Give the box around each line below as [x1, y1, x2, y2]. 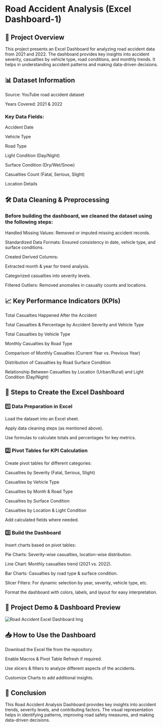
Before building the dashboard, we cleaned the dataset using [5, 213, 152, 220]
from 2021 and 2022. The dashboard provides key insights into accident [5, 51, 149, 57]
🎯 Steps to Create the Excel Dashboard [5, 388, 125, 396]
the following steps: [5, 219, 54, 225]
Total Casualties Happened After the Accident [5, 312, 97, 318]
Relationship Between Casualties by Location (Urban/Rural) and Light [5, 369, 144, 374]
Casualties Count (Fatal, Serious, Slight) [5, 171, 85, 177]
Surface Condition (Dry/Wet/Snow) [5, 162, 75, 168]
